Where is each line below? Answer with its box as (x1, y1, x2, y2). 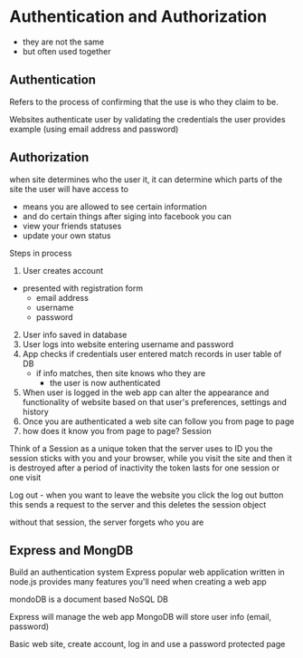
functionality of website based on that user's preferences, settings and (22, 396, 288, 407)
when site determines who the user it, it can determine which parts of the (9, 174, 283, 185)
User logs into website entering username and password (22, 338, 234, 350)
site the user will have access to (9, 183, 129, 194)
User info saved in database (22, 329, 128, 340)
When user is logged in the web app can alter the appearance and (22, 387, 270, 398)
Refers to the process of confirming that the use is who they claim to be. (9, 96, 279, 107)
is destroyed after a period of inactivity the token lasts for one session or (9, 462, 280, 473)
